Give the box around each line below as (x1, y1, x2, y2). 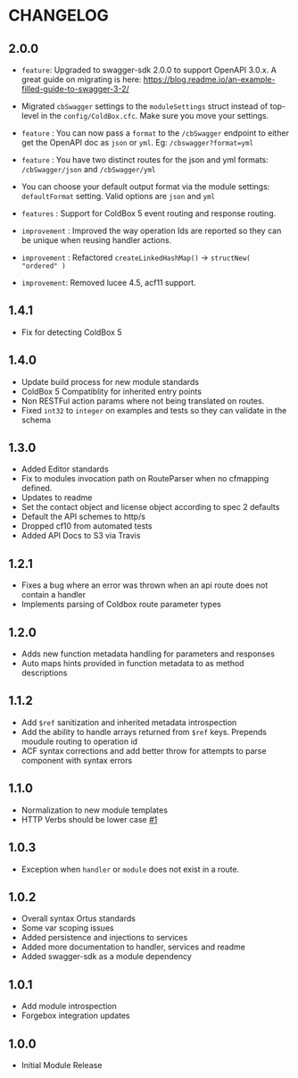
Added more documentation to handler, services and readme (21, 941, 246, 952)
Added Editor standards (21, 464, 109, 474)
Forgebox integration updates (21, 1010, 130, 1021)
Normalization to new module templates (21, 805, 169, 815)
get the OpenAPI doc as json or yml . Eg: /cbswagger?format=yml (21, 138, 254, 147)
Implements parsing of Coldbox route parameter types (21, 599, 222, 610)
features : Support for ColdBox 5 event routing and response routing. (21, 208, 277, 219)
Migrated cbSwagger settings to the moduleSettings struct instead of (21, 101, 269, 112)
